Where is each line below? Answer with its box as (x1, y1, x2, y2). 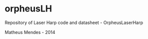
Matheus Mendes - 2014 (5, 29, 56, 35)
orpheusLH (5, 3, 52, 14)
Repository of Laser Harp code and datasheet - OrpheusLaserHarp (5, 19, 143, 25)
